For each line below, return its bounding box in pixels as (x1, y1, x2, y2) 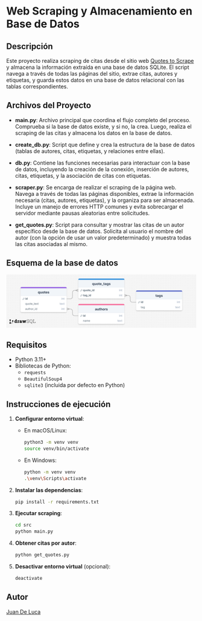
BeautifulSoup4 (24, 376, 62, 382)
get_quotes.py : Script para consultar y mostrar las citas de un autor (14, 221, 185, 228)
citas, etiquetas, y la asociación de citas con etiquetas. (14, 172, 151, 179)
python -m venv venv (24, 469, 76, 475)
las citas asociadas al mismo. (14, 240, 88, 247)
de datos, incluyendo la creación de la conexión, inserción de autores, (14, 165, 189, 173)
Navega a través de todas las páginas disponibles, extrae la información (14, 190, 194, 197)
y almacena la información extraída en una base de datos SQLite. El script (6, 63, 189, 71)
